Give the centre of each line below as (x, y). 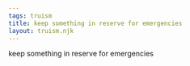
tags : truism (30, 16)
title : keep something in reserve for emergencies (95, 23)
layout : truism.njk (41, 31)
